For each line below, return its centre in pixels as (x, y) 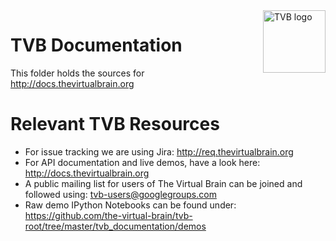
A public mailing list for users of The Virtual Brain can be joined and (163, 183)
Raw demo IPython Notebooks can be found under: (130, 205)
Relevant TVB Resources (115, 124)
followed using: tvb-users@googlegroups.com (120, 194)
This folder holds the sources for (77, 73)
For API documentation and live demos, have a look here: (142, 162)
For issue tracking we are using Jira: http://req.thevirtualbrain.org (159, 151)
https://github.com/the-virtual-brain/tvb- (108, 215)
